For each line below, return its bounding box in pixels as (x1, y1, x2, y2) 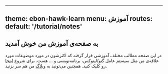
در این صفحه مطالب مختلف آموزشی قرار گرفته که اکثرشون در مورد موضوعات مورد (5, 53, 161, 59)
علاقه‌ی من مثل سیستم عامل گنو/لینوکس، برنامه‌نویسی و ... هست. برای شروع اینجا (5, 58, 159, 64)
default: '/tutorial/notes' (5, 22, 82, 31)
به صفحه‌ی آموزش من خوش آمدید (5, 39, 98, 48)
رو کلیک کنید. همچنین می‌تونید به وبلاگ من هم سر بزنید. (5, 63, 107, 69)
